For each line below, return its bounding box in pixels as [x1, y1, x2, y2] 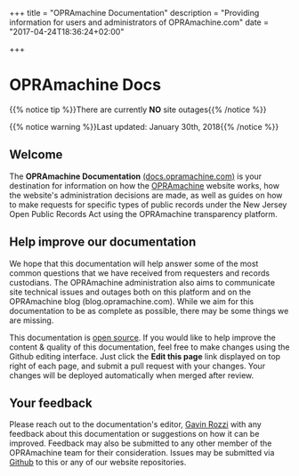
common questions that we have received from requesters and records [9, 267, 270, 278]
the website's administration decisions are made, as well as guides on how [9, 190, 283, 200]
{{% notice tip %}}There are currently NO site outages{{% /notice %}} [9, 104, 267, 115]
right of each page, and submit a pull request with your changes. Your [9, 360, 265, 371]
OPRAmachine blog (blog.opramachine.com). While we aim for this [9, 295, 255, 306]
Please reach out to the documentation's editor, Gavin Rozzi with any [9, 419, 263, 430]
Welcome [9, 147, 63, 163]
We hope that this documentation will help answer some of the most [9, 258, 259, 269]
